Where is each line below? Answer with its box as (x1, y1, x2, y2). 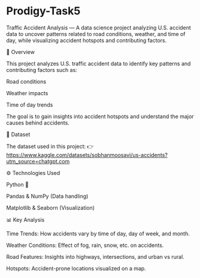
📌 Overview (6, 48, 35, 55)
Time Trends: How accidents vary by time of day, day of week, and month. (6, 229, 190, 237)
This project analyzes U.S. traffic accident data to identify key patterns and (6, 60, 191, 67)
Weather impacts (6, 89, 49, 96)
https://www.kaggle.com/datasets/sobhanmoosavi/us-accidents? (6, 151, 168, 158)
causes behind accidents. (6, 119, 70, 126)
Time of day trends (6, 101, 53, 108)
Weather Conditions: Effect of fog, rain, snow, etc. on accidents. (6, 241, 164, 249)
